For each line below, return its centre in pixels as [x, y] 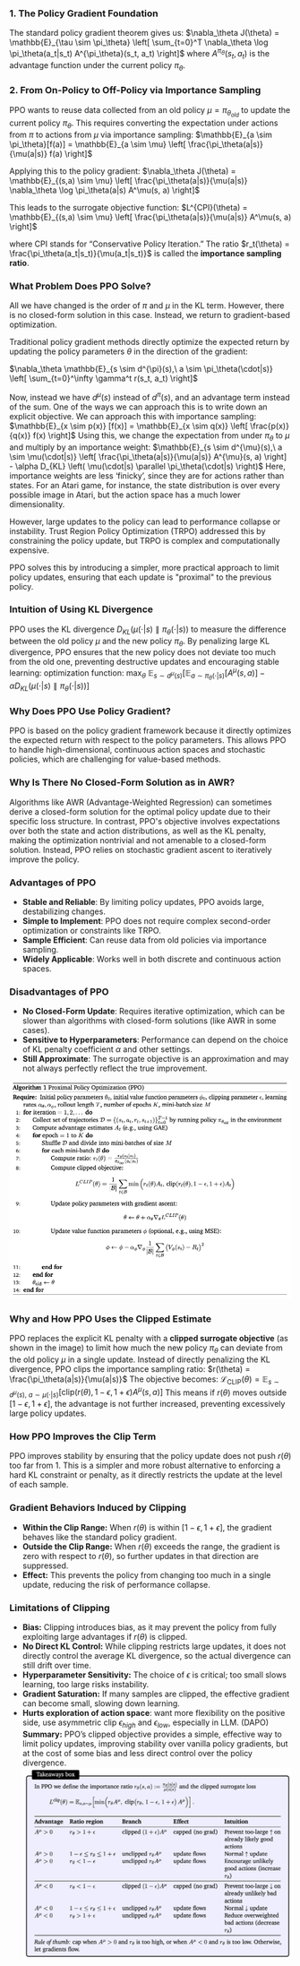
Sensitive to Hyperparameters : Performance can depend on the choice [155, 1040]
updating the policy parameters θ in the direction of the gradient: [129, 351]
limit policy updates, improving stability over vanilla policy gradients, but [155, 1743]
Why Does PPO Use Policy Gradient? [90, 711]
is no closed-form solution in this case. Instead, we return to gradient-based [150, 315]
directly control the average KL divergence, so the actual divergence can [156, 1655]
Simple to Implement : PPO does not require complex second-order [146, 920]
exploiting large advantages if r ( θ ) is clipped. [105, 1636]
